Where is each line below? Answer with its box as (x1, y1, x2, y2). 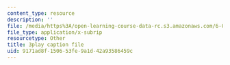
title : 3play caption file (7, 41, 84, 48)
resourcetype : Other (7, 35, 66, 42)
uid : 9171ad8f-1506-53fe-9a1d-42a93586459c (7, 48, 133, 55)
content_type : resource (7, 9, 75, 17)
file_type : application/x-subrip (7, 28, 103, 36)
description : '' (7, 16, 53, 23)
